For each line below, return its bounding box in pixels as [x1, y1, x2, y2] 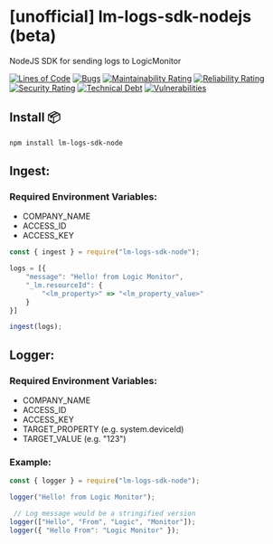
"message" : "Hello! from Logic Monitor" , [25, 273, 184, 282]
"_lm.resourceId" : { [25, 280, 103, 290]
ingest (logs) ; [9, 323, 63, 332]
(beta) [9, 25, 57, 46]
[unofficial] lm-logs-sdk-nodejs [9, 6, 251, 27]
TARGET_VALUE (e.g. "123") [22, 434, 127, 444]
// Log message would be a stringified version [13, 509, 196, 519]
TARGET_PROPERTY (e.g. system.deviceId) [22, 424, 184, 435]
